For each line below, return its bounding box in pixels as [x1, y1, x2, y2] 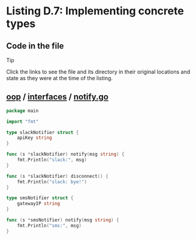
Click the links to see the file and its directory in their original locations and [6, 68, 191, 75]
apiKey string [17, 135, 52, 141]
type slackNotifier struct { [6, 129, 79, 135]
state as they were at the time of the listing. [6, 75, 113, 81]
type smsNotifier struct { [6, 195, 74, 201]
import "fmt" [6, 119, 39, 124]
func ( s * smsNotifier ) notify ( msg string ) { [6, 217, 119, 223]
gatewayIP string [17, 200, 61, 207]
